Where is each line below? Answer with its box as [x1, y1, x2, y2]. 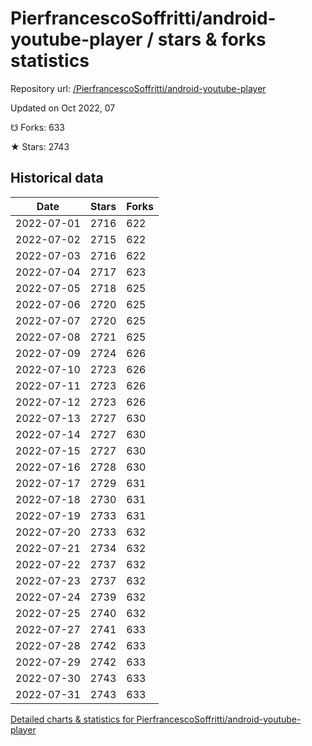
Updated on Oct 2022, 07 [10, 102, 116, 114]
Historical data [10, 170, 104, 187]
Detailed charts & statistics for [10, 713, 135, 725]
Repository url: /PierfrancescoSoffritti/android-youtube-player [10, 82, 267, 94]
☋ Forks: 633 [10, 121, 65, 133]
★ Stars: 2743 [10, 140, 70, 152]
